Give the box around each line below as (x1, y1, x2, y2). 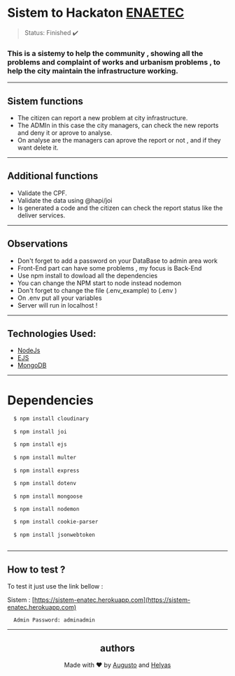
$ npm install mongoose (13, 493, 83, 501)
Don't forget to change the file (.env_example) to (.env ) (17, 286, 177, 294)
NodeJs (17, 346, 41, 354)
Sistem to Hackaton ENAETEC (7, 5, 185, 21)
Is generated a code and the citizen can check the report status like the (17, 203, 223, 212)
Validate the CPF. (17, 189, 68, 197)
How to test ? (7, 563, 66, 575)
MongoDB (17, 361, 47, 370)
